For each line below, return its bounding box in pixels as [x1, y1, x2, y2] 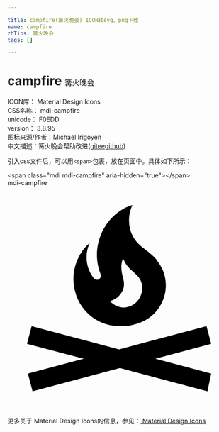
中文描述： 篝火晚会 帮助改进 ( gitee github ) [7, 142, 126, 150]
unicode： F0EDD [7, 115, 60, 124]
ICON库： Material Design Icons [7, 97, 101, 106]
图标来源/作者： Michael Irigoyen [7, 133, 102, 142]
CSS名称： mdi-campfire [7, 106, 80, 115]
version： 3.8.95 [7, 124, 55, 133]
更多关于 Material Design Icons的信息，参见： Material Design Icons [7, 416, 206, 426]
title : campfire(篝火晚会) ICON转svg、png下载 [7, 16, 139, 23]
